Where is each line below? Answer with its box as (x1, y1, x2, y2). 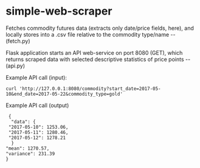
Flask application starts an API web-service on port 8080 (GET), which (5, 49, 183, 56)
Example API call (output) (5, 102, 69, 109)
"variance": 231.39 (5, 150, 55, 156)
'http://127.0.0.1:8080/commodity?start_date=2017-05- (19, 85, 162, 92)
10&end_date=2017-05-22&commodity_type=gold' (5, 91, 123, 97)
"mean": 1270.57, (5, 145, 50, 152)
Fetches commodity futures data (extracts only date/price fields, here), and (5, 24, 194, 32)
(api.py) (5, 62, 26, 69)
